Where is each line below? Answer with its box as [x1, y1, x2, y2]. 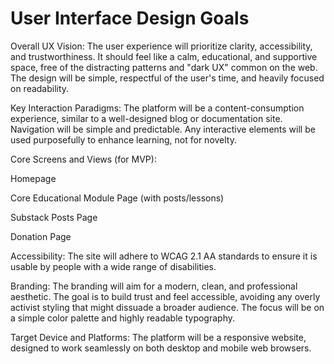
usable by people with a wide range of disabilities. [10, 260, 217, 272]
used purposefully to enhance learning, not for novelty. [10, 133, 238, 146]
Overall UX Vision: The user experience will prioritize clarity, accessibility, [10, 40, 313, 52]
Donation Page [10, 230, 72, 242]
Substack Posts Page [10, 211, 98, 223]
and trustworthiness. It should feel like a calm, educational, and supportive [10, 50, 318, 62]
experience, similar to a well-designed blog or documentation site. [10, 112, 283, 124]
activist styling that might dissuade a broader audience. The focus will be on [10, 301, 325, 313]
